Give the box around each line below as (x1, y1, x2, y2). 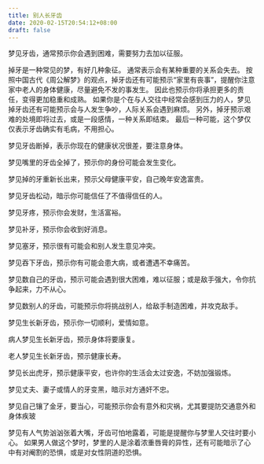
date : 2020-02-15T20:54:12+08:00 (8, 19, 118, 27)
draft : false (8, 26, 51, 34)
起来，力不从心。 (14, 285, 71, 294)
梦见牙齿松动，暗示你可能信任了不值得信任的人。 (8, 191, 167, 201)
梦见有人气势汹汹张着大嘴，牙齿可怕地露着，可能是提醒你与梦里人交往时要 (8, 428, 249, 437)
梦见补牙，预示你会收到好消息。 (8, 225, 112, 234)
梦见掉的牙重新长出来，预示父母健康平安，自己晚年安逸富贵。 (8, 175, 208, 184)
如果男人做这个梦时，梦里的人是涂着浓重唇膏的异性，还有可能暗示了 (23, 438, 244, 447)
